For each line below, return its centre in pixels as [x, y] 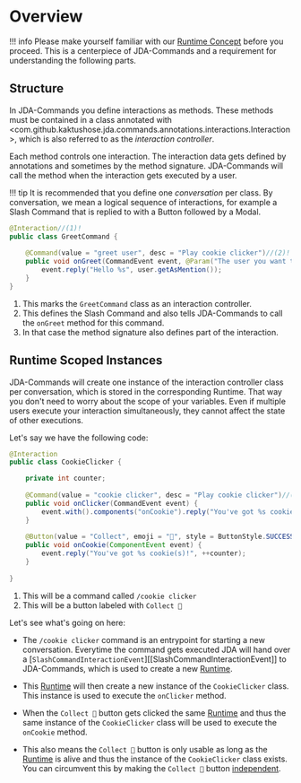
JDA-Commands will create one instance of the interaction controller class [146, 382]
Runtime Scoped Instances [86, 361]
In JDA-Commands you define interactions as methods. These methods [142, 110]
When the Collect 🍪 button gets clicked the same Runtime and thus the [154, 713]
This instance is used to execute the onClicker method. [124, 695]
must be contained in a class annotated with [91, 119]
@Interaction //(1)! [46, 228]
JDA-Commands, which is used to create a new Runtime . [127, 668]
